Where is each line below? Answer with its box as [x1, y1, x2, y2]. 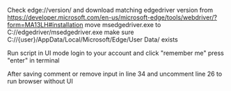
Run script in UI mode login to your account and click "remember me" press [7, 49, 224, 57]
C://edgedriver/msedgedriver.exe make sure [7, 28, 134, 36]
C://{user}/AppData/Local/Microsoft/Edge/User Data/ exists [7, 35, 179, 44]
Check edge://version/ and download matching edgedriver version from [7, 6, 214, 14]
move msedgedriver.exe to [84, 21, 161, 28]
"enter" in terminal [7, 56, 60, 65]
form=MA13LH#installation [7, 21, 83, 28]
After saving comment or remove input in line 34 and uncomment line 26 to [7, 69, 223, 78]
